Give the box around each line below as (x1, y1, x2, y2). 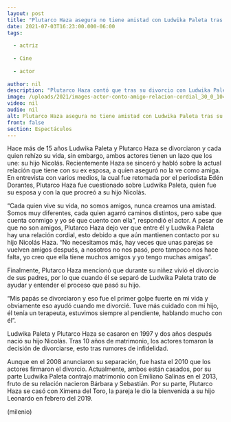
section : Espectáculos (7, 125, 72, 132)
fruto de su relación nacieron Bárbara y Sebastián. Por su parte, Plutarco (7, 380, 213, 388)
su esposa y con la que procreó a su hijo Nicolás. (7, 188, 146, 197)
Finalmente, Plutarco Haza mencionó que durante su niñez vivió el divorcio (7, 266, 219, 274)
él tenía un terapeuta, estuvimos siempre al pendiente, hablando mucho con (7, 309, 222, 317)
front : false (7, 119, 45, 126)
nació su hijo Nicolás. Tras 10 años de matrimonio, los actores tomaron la (7, 337, 214, 345)
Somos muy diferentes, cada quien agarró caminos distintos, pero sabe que (7, 209, 222, 217)
